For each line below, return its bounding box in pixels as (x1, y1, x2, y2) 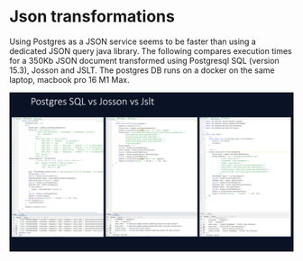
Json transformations (9, 6, 176, 27)
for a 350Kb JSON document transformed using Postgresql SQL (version (9, 55, 280, 66)
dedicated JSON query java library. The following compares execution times (9, 45, 292, 56)
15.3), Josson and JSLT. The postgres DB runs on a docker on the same (9, 65, 275, 76)
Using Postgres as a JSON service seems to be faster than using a (9, 36, 257, 47)
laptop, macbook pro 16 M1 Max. (9, 74, 131, 85)
